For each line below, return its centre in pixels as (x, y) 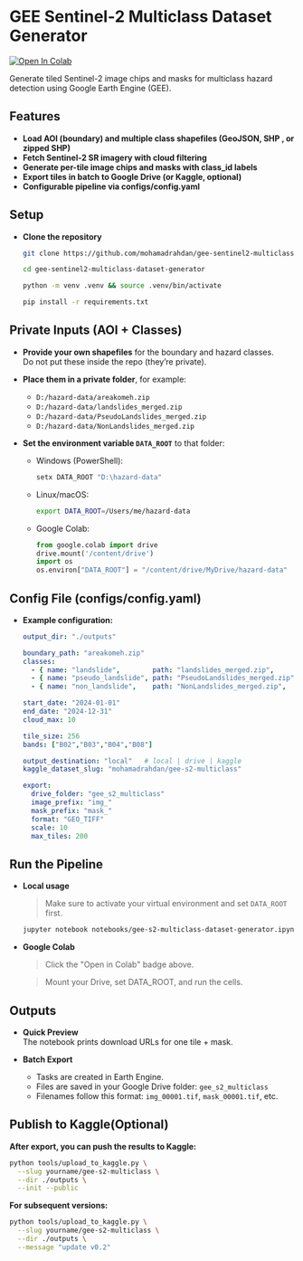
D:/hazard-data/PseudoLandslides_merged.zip (121, 417)
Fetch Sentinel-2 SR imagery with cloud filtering (115, 157)
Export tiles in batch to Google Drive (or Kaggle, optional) (132, 176)
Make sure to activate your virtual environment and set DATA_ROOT (166, 904)
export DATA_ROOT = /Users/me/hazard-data (113, 511)
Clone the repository (62, 236)
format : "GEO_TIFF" (68, 819)
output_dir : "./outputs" (69, 636)
